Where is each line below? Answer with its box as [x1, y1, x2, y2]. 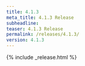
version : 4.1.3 [6, 37, 45, 43]
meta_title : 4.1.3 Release [6, 15, 74, 21]
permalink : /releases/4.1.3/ [6, 31, 80, 38]
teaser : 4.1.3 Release [6, 25, 63, 32]
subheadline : [6, 20, 39, 26]
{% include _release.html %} [6, 54, 77, 61]
